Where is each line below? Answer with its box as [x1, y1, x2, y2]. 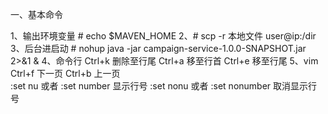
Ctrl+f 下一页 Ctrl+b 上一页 [10, 68, 121, 79]
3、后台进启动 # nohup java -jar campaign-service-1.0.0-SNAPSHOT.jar [10, 43, 307, 54]
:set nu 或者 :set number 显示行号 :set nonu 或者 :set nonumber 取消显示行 [10, 80, 318, 92]
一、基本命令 [10, 9, 63, 20]
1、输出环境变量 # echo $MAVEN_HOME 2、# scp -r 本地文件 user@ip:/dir [10, 30, 317, 42]
